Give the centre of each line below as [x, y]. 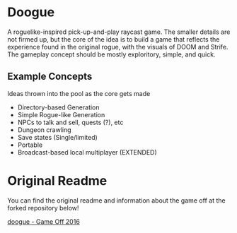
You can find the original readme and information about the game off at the [116, 200]
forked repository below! [43, 208]
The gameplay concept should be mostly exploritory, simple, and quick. [111, 54]
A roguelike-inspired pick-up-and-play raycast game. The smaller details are [119, 32]
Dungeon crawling [45, 130]
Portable [30, 145]
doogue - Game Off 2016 [44, 221]
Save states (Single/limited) [57, 137]
